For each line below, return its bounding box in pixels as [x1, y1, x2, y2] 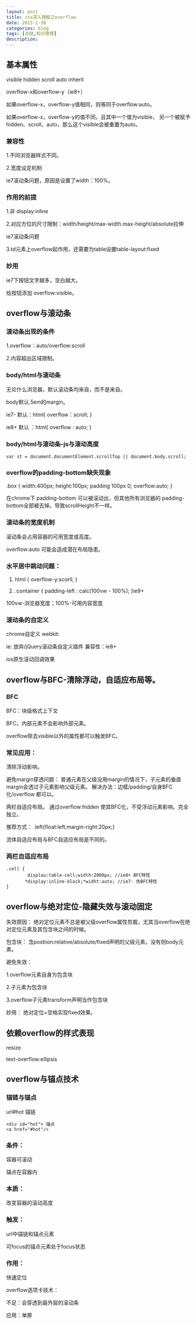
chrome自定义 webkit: [6, 631, 60, 638]
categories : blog [6, 25, 49, 31]
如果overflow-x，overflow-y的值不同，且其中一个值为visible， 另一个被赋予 [6, 113, 191, 121]
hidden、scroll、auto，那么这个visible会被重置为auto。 [6, 121, 141, 128]
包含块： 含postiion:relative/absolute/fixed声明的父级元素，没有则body [6, 939, 179, 946]
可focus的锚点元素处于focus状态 [6, 1243, 86, 1250]
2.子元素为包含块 [6, 984, 47, 991]
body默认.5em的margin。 [6, 398, 69, 406]
